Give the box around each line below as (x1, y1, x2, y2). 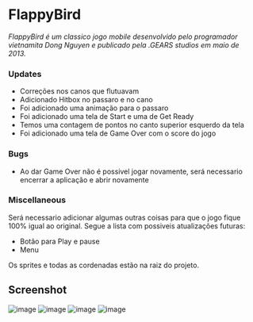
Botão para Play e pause (19, 236, 101, 246)
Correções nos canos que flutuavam (19, 86, 140, 96)
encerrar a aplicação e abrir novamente (19, 174, 149, 184)
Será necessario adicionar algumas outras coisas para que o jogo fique (8, 213, 241, 222)
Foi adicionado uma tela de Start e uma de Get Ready (19, 112, 194, 121)
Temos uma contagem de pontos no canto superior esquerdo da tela (19, 121, 244, 130)
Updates (8, 68, 42, 79)
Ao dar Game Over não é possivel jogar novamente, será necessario (19, 167, 243, 176)
